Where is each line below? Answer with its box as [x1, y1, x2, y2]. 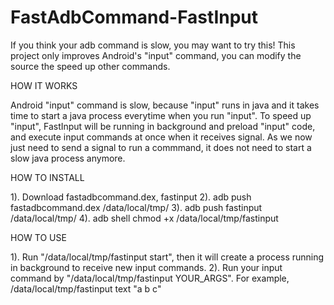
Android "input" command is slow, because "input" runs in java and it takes [10, 99, 320, 111]
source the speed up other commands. [10, 60, 171, 72]
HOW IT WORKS [10, 79, 78, 91]
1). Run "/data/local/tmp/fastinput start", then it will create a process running [10, 251, 325, 263]
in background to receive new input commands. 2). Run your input [10, 261, 283, 273]
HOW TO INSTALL [10, 171, 85, 183]
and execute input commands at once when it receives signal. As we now [10, 131, 313, 143]
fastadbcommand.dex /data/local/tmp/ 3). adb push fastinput [10, 201, 263, 213]
